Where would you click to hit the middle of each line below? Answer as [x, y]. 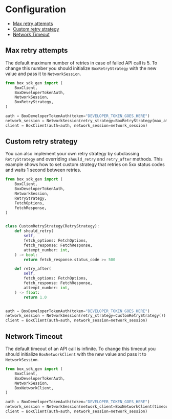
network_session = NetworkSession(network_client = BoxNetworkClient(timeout [88, 407]
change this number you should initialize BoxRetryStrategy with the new [81, 68]
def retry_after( [33, 269]
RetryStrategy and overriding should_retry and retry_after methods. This [84, 159]
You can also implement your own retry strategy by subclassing [72, 154]
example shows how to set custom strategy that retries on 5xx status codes [85, 165]
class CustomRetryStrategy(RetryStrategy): [52, 226]
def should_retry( [34, 231]
